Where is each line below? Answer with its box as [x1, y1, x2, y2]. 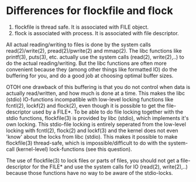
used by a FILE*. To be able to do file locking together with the [32, 108, 183, 115]
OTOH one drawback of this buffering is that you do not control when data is [6, 83, 191, 90]
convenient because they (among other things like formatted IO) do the [6, 66, 177, 73]
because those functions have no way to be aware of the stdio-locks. [6, 169, 173, 176]
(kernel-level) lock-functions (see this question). [15, 145, 133, 153]
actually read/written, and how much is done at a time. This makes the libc [6, 90, 185, 97]
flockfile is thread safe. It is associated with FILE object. [14, 23, 149, 30]
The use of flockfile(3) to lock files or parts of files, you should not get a [6, 157, 180, 164]
